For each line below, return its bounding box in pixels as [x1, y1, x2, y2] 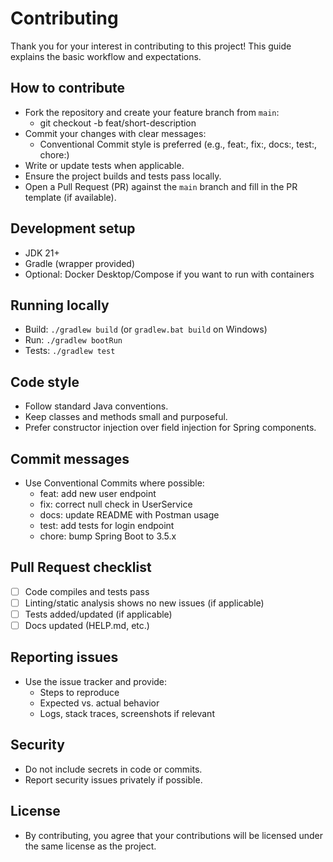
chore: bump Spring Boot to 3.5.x [39, 530, 177, 542]
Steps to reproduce [39, 686, 120, 698]
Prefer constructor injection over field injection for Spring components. [24, 422, 317, 434]
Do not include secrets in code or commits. [24, 763, 203, 775]
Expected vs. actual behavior [39, 697, 160, 709]
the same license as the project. [24, 840, 157, 852]
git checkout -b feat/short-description [39, 117, 197, 129]
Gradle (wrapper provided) [24, 257, 136, 269]
